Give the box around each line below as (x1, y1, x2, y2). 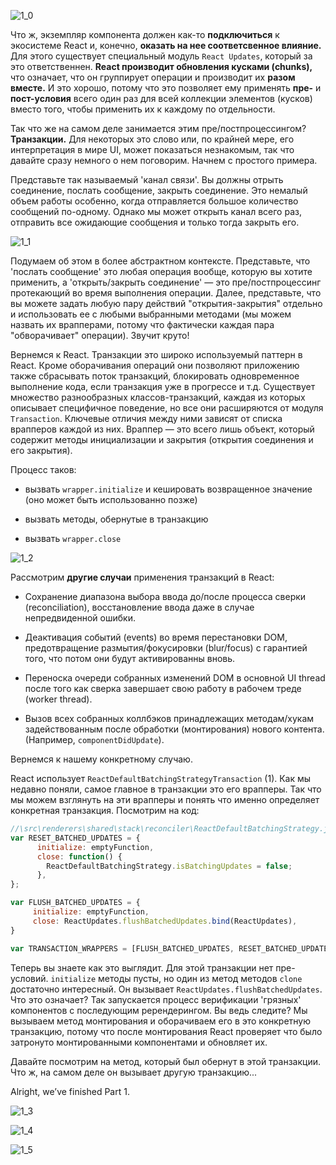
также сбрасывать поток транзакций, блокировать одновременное (10, 370, 300, 382)
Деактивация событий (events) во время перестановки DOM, (24, 631, 288, 643)
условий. (10, 972, 49, 984)
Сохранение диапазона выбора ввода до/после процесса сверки (24, 591, 307, 602)
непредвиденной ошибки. (24, 612, 136, 624)
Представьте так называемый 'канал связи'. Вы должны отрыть (10, 174, 284, 185)
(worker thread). (24, 693, 93, 705)
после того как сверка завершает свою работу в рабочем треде (24, 683, 302, 694)
